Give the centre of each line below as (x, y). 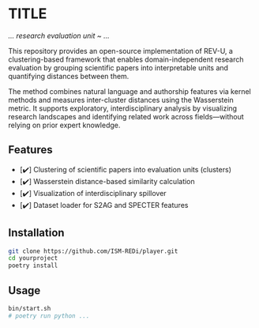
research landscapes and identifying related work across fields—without (126, 116)
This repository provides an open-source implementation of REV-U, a (120, 51)
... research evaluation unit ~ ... (59, 36)
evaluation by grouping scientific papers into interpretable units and (118, 67)
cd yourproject (33, 258)
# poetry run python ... (49, 316)
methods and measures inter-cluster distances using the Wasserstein (121, 100)
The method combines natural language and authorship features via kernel (129, 91)
